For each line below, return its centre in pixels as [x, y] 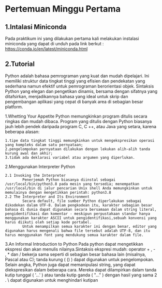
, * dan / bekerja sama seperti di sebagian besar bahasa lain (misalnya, [75, 254]
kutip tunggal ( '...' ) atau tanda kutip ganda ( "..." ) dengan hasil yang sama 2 [81, 275]
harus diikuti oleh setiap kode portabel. [48, 222]
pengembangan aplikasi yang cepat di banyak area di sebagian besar [74, 102]
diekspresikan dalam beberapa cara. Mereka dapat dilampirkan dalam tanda [81, 270]
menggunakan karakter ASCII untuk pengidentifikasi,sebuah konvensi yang [81, 218]
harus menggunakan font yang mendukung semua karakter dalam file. [74, 235]
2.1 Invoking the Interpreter [36, 175]
